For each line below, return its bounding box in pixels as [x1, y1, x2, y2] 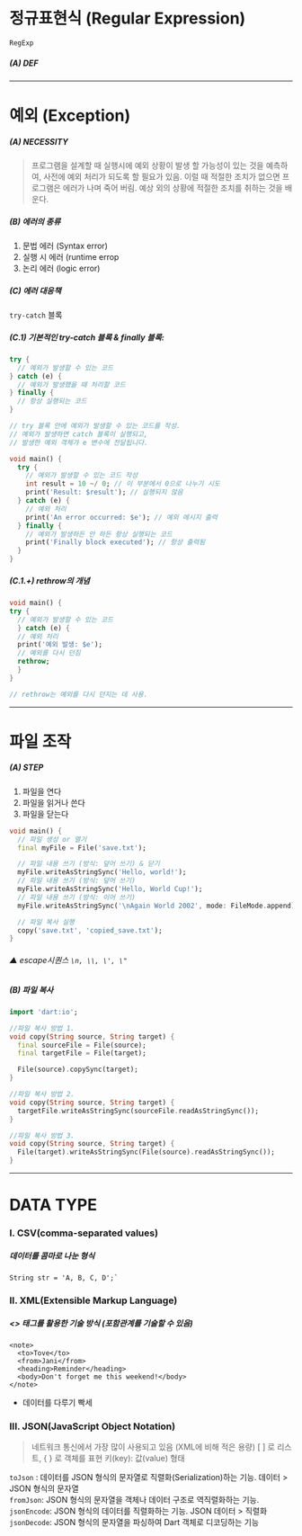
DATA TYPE [9, 1195, 97, 1215]
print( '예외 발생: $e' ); [17, 640, 103, 649]
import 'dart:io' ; [9, 1007, 78, 1016]
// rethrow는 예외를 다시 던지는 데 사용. [9, 690, 148, 699]
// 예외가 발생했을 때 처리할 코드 [17, 380, 126, 389]
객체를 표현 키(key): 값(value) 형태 [64, 1453, 186, 1464]
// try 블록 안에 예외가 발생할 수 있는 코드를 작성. [9, 422, 182, 431]
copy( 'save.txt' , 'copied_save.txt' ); [17, 925, 164, 935]
